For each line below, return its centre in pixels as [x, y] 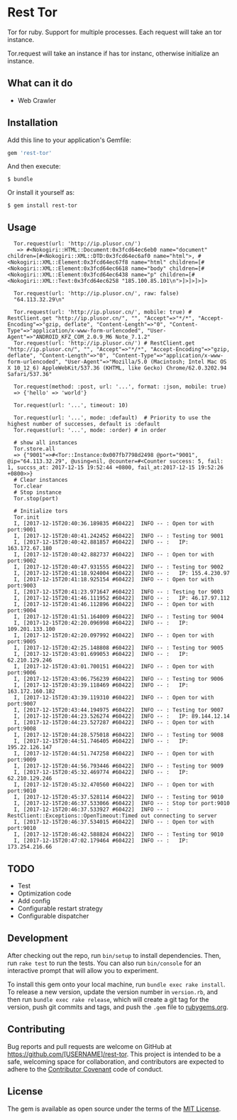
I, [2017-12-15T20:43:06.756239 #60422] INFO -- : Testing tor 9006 [118, 679]
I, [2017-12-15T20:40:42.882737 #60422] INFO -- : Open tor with [114, 555]
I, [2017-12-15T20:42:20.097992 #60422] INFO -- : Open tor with [114, 636]
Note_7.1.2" [133, 337]
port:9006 [22, 673]
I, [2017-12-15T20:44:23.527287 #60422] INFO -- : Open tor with [114, 723]
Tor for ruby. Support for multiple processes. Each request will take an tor [115, 32]
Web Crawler [37, 100]
